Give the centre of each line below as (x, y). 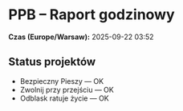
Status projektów (52, 62)
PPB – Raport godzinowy (91, 15)
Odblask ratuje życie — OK (65, 98)
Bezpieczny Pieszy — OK (62, 81)
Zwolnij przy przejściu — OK (67, 89)
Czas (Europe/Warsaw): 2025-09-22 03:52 (81, 37)
